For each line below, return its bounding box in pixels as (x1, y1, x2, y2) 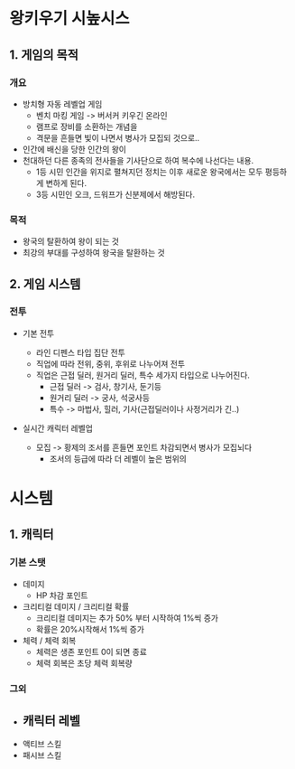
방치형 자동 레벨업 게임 (22, 98, 103, 109)
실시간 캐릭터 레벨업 (22, 422, 93, 434)
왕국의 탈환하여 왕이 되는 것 (22, 236, 120, 247)
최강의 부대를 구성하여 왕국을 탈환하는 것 (22, 248, 165, 258)
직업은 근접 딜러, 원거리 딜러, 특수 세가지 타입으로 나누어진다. (35, 370, 251, 380)
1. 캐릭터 (9, 527, 54, 542)
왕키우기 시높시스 (9, 8, 130, 29)
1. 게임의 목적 (9, 47, 78, 62)
